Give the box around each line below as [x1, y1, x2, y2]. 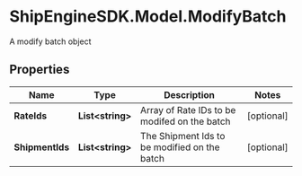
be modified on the [140, 141, 220, 154]
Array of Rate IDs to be [140, 103, 236, 116]
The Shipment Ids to [140, 129, 226, 142]
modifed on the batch [140, 115, 231, 128]
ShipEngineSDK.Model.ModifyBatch [9, 6, 287, 27]
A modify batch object [9, 36, 92, 47]
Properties [9, 62, 70, 77]
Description [163, 88, 216, 101]
